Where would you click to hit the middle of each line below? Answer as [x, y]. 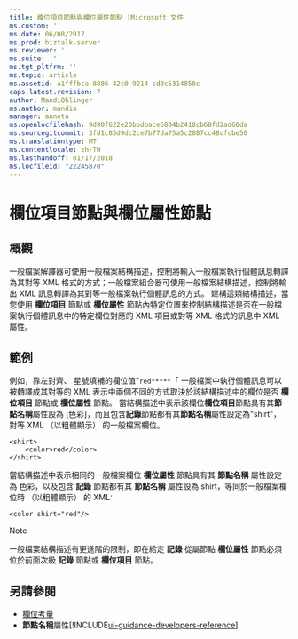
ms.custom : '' [35, 26]
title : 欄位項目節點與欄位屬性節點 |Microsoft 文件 [97, 17]
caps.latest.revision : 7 [55, 92]
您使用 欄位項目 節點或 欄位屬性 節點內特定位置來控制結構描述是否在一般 [142, 305]
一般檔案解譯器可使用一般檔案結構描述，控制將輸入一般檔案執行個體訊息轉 [145, 271]
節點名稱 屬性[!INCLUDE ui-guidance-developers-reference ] [130, 625]
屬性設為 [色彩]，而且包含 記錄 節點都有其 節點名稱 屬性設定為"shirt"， [157, 414]
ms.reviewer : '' [39, 51]
